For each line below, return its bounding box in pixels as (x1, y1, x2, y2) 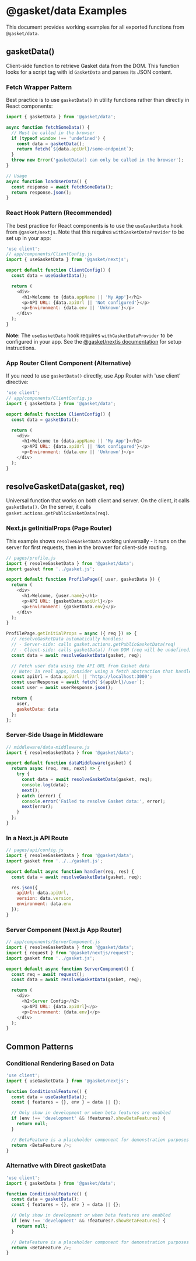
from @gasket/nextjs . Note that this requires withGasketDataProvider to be (6, 228, 185, 235)
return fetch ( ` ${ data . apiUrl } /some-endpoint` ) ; (16, 146, 134, 152)
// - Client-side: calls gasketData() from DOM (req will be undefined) (11, 647, 192, 653)
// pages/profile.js (6, 555, 57, 561)
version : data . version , (16, 896, 75, 902)
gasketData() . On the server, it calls (6, 503, 92, 510)
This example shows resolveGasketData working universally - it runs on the (6, 537, 186, 544)
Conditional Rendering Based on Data (6, 1059, 114, 1067)
